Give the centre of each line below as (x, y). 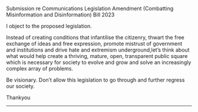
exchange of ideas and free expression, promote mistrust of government (94, 44)
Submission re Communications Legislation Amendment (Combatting (90, 9)
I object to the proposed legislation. (49, 26)
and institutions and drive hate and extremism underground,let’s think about (98, 50)
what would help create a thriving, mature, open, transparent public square (97, 56)
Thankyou (18, 97)
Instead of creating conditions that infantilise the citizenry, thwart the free (95, 37)
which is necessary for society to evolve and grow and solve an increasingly (99, 62)
